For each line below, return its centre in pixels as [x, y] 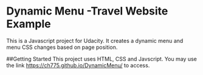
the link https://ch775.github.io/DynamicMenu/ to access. [78, 65]
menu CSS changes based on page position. [62, 47]
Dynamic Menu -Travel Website [87, 11]
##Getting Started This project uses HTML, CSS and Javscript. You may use [102, 59]
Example [29, 24]
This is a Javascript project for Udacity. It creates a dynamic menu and [95, 41]
